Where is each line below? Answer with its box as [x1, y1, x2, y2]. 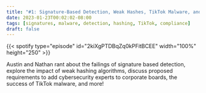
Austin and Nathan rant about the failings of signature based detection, [6, 61, 186, 68]
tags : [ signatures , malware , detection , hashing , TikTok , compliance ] [6, 20, 191, 26]
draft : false [6, 26, 40, 32]
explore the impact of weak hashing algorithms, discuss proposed [6, 67, 174, 75]
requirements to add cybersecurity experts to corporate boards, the [6, 74, 178, 81]
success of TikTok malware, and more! [6, 80, 104, 88]
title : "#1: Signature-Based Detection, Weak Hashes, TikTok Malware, [6, 9, 191, 15]
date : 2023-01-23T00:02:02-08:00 [6, 15, 92, 21]
